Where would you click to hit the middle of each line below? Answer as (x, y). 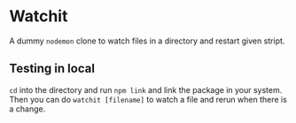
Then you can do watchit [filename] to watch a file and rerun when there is (148, 99)
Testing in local (52, 69)
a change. (27, 109)
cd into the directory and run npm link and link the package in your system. (146, 89)
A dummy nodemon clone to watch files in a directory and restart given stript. (147, 41)
